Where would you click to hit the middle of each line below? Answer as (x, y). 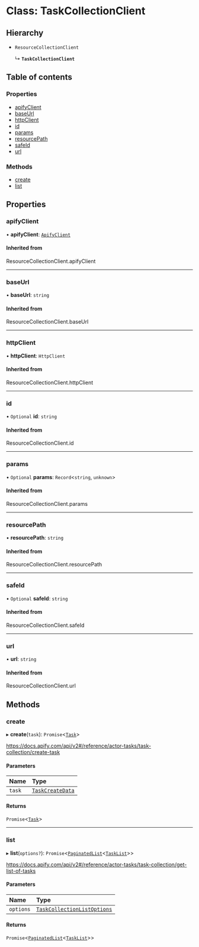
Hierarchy (25, 33)
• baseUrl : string (28, 295)
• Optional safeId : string (37, 598)
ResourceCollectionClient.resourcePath (54, 565)
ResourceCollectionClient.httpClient (50, 382)
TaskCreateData (53, 791)
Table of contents (39, 77)
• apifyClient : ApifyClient (38, 234)
